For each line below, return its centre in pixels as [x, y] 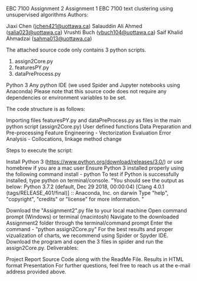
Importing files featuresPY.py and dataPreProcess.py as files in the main [94, 120]
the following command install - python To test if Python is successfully [93, 174]
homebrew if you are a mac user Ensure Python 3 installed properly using [95, 168]
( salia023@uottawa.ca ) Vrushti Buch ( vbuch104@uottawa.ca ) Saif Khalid [95, 32]
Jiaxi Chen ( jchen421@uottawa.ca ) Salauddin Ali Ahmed [74, 26]
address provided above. [36, 272]
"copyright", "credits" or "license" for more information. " [75, 199]
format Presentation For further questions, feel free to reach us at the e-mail [98, 265]
